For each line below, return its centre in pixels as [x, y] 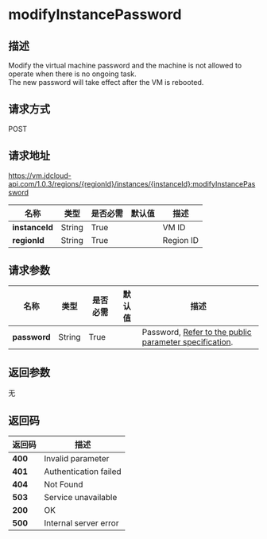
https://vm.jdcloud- [40, 175]
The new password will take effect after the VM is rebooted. [106, 82]
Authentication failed [83, 472]
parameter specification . [188, 342]
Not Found [64, 484]
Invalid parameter [77, 459]
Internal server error [81, 523]
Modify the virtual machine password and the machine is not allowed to [125, 65]
